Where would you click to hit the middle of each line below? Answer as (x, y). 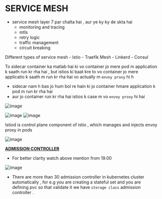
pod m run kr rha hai (32, 91)
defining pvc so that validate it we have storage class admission (76, 187)
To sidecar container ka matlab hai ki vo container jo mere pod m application (81, 66)
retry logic (29, 37)
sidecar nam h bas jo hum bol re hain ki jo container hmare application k (84, 86)
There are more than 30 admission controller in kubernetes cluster (78, 177)
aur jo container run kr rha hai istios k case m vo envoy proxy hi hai (78, 96)
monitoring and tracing (42, 27)
